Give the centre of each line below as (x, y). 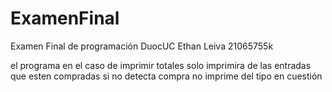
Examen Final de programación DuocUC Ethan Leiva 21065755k (142, 46)
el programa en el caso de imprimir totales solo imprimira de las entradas (161, 65)
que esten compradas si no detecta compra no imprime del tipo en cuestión (166, 76)
